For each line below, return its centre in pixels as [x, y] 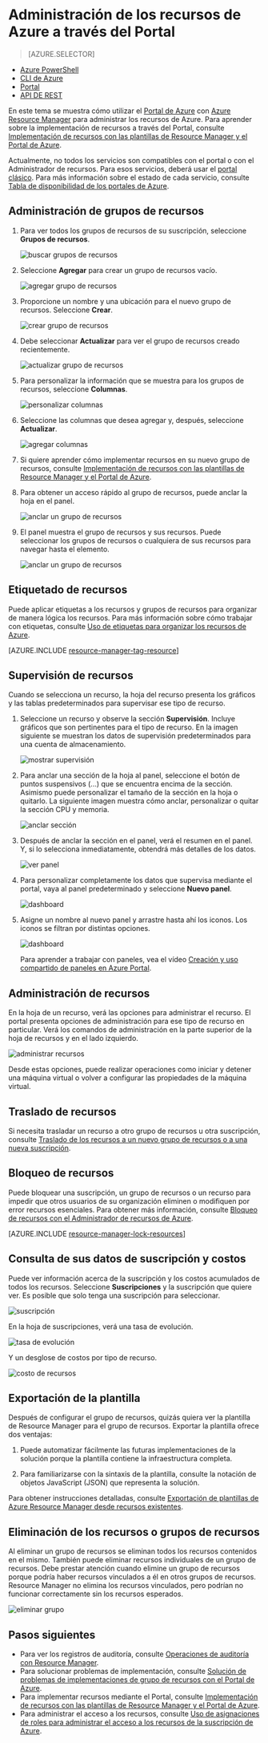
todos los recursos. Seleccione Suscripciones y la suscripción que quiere [130, 1286]
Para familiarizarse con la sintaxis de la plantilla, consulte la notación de [138, 1474]
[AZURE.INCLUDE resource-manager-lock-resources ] [97, 1233]
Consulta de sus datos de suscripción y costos [127, 1259]
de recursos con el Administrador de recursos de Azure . [101, 1218]
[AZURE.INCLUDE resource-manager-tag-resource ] [94, 650]
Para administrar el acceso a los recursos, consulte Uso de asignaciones [140, 1714]
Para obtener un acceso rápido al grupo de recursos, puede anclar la [134, 492]
